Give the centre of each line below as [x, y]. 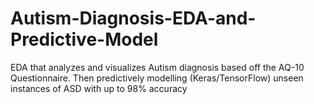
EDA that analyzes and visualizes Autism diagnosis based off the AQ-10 [157, 67]
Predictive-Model [84, 39]
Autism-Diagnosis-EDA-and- [133, 18]
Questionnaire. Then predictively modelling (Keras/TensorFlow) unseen [157, 78]
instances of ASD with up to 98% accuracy [99, 88]
